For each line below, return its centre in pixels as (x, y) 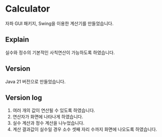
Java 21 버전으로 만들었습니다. (35, 81)
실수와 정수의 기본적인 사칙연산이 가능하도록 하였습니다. (60, 52)
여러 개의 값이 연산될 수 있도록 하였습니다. (54, 110)
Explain (17, 40)
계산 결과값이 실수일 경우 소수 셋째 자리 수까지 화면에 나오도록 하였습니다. (85, 129)
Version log (24, 97)
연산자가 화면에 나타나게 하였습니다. (48, 117)
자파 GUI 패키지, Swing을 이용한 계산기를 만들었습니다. (59, 23)
